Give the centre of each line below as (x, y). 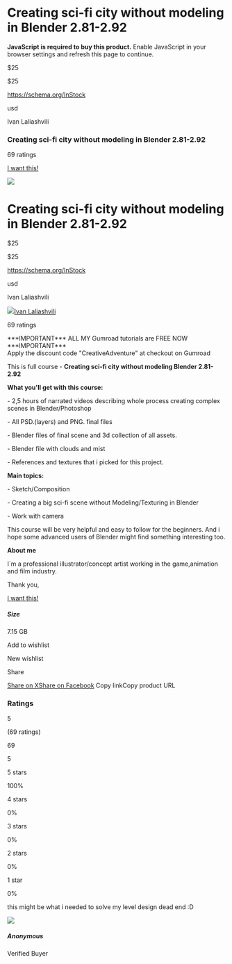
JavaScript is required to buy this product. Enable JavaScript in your (107, 47)
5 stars (17, 772)
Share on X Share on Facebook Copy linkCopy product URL (91, 685)
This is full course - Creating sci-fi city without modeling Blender (102, 367)
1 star (15, 880)
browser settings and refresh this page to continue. (81, 54)
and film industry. (32, 571)
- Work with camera (36, 516)
